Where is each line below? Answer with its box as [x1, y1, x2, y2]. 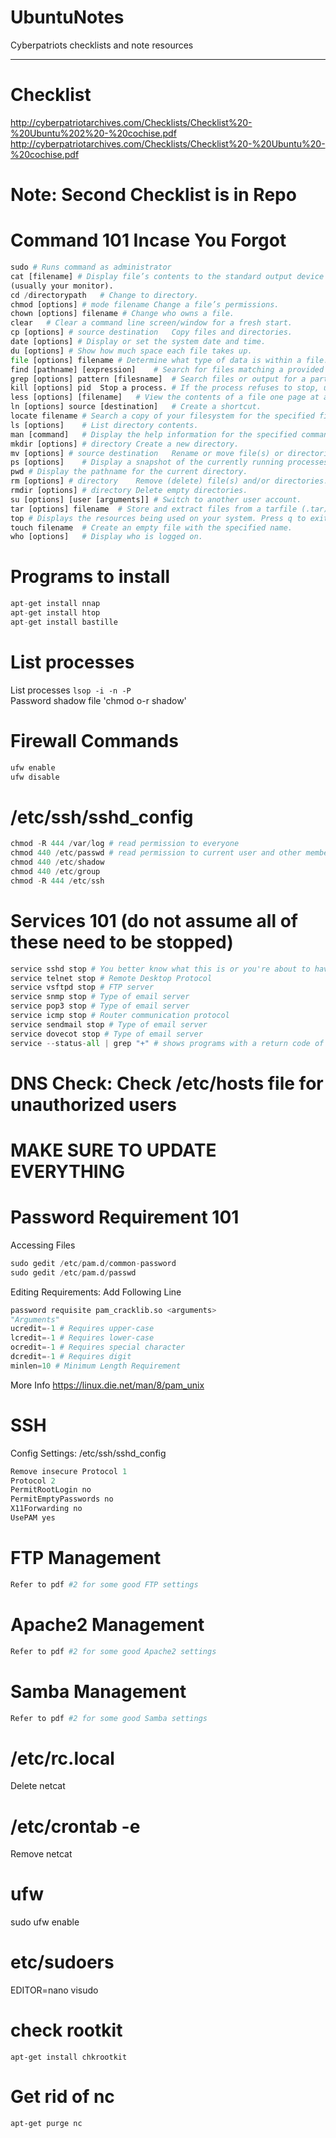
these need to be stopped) [10, 931, 234, 953]
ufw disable [10, 772, 60, 782]
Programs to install [10, 566, 171, 588]
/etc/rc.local [10, 1747, 115, 1770]
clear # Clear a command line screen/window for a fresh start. [10, 318, 293, 328]
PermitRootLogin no [10, 1485, 92, 1495]
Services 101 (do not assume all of [10, 909, 298, 932]
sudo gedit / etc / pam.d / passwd [10, 1267, 137, 1278]
